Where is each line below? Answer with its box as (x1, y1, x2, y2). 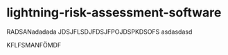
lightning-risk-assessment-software (6, 5, 222, 21)
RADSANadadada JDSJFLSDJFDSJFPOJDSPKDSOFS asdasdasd (6, 27, 193, 36)
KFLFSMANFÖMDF (6, 41, 62, 49)
